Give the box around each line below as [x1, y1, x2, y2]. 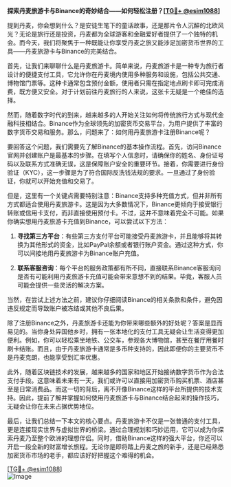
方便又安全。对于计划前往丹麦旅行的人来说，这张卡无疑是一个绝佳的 [25, 87, 218, 96]
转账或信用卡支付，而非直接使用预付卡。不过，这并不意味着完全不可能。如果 [7, 209, 224, 217]
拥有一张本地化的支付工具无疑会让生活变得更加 [91, 327, 224, 336]
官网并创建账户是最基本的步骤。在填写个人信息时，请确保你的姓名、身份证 [7, 151, 218, 159]
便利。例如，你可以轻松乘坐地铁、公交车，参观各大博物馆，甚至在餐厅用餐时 [7, 336, 224, 344]
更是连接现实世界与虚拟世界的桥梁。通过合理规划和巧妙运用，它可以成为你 [7, 426, 218, 433]
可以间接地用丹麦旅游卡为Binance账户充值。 [16, 249, 143, 257]
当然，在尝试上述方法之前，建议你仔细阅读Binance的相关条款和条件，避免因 [7, 296, 223, 303]
